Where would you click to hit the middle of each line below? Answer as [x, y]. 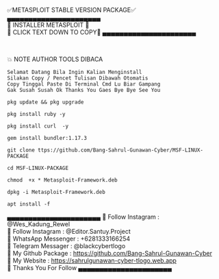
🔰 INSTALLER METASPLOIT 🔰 [48, 25]
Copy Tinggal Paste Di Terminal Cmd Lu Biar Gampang [84, 84]
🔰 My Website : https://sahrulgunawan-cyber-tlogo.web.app [92, 260]
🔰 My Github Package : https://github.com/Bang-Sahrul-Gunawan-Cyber [109, 254]
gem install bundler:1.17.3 [47, 138]
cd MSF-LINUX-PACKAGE [38, 168]
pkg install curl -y [38, 126]
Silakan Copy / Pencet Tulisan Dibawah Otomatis [78, 78]
